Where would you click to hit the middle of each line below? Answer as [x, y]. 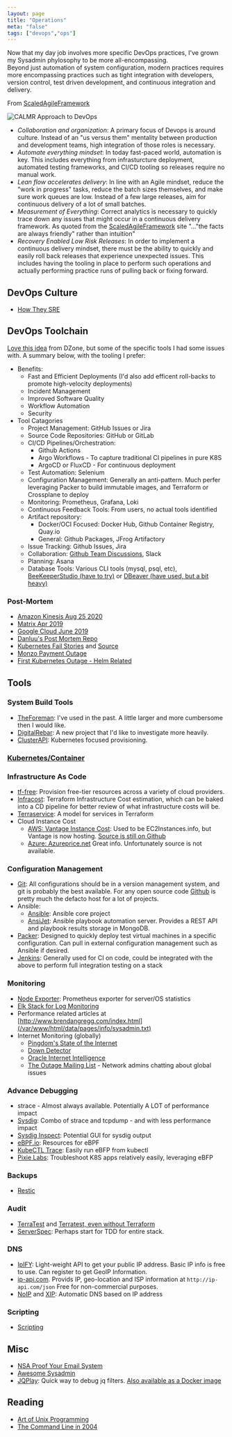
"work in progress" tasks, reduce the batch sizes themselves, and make [120, 189]
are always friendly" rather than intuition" [76, 234]
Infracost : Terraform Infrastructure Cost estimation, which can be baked [120, 799]
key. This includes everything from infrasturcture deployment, [106, 160]
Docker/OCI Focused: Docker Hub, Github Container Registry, [126, 524]
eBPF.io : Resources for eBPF [58, 1143]
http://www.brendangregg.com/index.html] [81, 1021]
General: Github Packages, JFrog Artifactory [101, 539]
